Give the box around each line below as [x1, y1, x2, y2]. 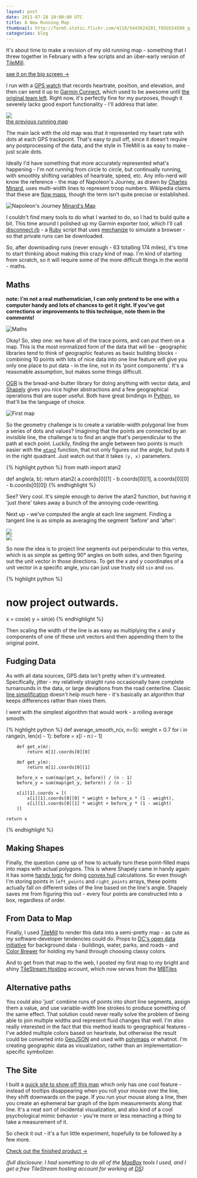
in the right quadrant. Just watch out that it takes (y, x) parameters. [6, 452, 172, 459]
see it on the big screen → [6, 71, 69, 78]
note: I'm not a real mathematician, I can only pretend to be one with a [6, 295, 179, 302]
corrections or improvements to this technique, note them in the [6, 307, 165, 315]
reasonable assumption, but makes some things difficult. [6, 368, 143, 375]
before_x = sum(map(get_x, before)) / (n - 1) [16, 775, 133, 781]
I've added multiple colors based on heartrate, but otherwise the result [6, 1030, 177, 1037]
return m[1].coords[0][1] [27, 764, 91, 770]
